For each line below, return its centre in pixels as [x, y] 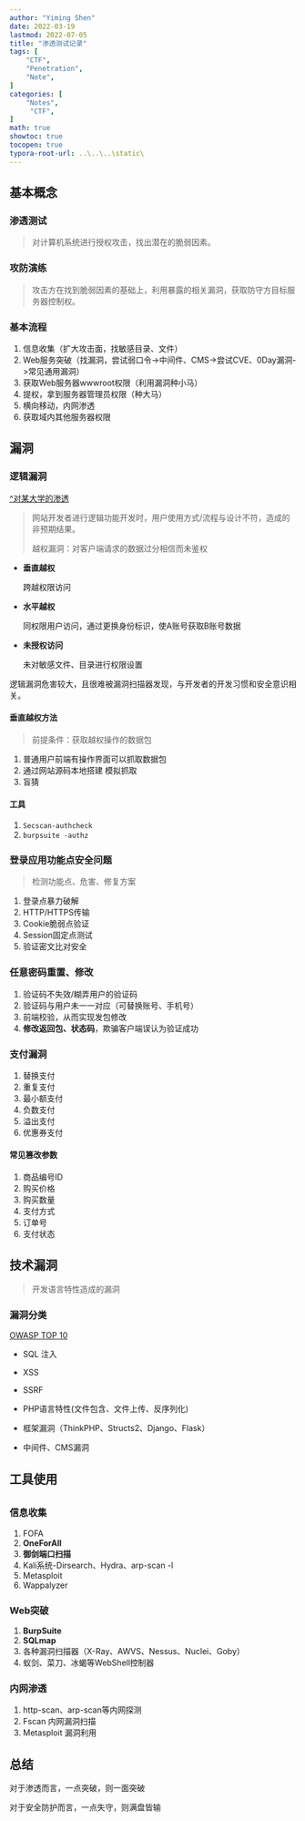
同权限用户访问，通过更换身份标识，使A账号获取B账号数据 [132, 626]
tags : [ [24, 52]
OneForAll [42, 1543]
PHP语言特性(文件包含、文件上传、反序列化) [106, 1409]
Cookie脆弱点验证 [56, 924]
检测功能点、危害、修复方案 [84, 882]
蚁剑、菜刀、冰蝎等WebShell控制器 [88, 1662]
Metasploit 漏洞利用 [60, 1733]
